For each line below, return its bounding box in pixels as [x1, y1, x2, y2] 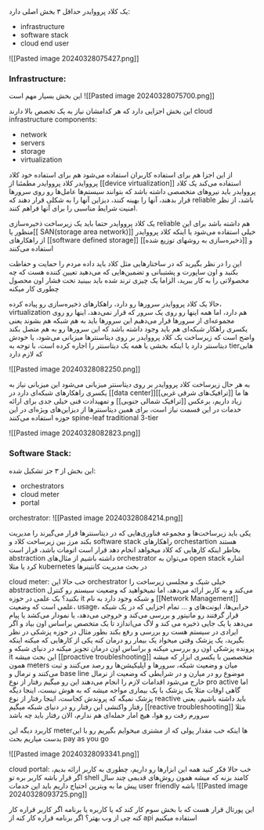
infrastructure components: [9, 115, 97, 124]
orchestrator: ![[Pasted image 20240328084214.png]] [9, 513, 183, 522]
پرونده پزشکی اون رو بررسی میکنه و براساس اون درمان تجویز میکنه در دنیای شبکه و [9, 643, 255, 653]
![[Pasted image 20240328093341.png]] [9, 749, 140, 759]
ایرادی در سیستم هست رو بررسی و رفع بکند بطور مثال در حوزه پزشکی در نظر [9, 627, 238, 636]
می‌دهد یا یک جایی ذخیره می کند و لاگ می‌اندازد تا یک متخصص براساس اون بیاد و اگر [9, 618, 254, 627]
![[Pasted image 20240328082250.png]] [9, 364, 141, 374]
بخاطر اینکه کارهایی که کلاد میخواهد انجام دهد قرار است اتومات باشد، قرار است [9, 545, 241, 554]
